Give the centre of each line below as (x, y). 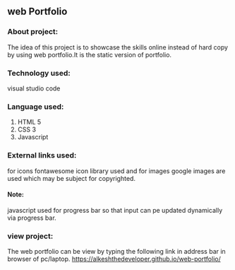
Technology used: (39, 73)
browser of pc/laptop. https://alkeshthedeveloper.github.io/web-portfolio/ (114, 259)
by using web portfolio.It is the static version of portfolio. (89, 54)
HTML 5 (29, 122)
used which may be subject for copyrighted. (72, 178)
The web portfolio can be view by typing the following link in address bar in (116, 252)
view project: (30, 236)
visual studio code (34, 88)
